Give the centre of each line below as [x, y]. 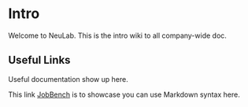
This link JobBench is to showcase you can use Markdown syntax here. [124, 94]
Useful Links [39, 60]
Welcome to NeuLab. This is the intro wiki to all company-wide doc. [117, 35]
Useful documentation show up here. [68, 79]
